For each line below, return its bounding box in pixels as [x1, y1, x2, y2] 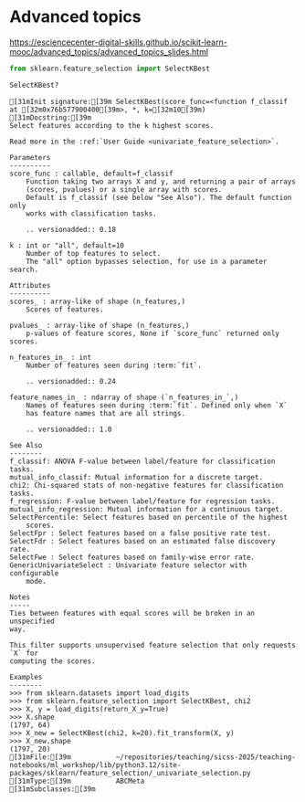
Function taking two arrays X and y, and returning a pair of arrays [26, 176, 297, 186]
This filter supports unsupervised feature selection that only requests [9, 640, 297, 649]
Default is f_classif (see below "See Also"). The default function [26, 193, 292, 202]
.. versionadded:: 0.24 [26, 376, 117, 385]
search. [9, 265, 39, 274]
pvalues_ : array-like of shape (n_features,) [9, 321, 190, 330]
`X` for [9, 649, 39, 658]
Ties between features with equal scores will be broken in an [9, 608, 256, 617]
